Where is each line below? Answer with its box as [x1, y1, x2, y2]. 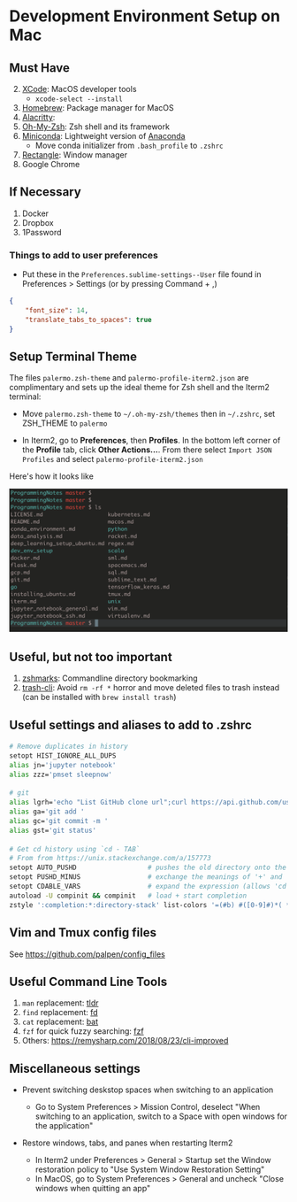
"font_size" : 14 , [25, 305, 89, 315]
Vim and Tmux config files [9, 925, 157, 940]
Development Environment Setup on [9, 6, 281, 27]
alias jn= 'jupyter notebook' [9, 760, 117, 769]
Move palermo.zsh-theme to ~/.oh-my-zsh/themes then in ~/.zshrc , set [21, 409, 276, 420]
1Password [21, 227, 62, 237]
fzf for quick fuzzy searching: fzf [21, 1026, 144, 1036]
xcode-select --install [34, 95, 124, 104]
